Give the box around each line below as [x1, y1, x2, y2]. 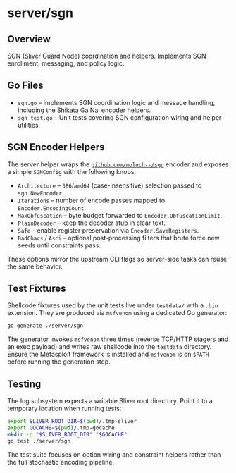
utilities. [17, 121, 41, 129]
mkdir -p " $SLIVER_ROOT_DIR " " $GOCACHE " [7, 431, 128, 438]
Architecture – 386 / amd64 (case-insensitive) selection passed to [17, 181, 202, 190]
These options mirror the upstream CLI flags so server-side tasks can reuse [7, 254, 228, 263]
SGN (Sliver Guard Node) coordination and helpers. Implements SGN [7, 51, 206, 60]
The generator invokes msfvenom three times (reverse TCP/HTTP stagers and [7, 335, 229, 343]
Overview [7, 33, 51, 45]
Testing [7, 378, 42, 390]
